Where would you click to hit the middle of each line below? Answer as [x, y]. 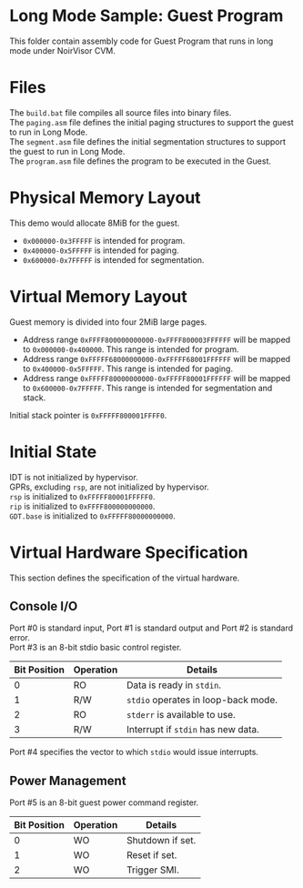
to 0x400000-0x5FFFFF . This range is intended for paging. [128, 368]
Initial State [53, 452]
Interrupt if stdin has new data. [192, 730]
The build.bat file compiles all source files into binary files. [121, 112]
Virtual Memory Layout [99, 297]
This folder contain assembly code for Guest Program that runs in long [141, 41]
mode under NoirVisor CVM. [63, 50]
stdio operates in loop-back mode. [202, 700]
